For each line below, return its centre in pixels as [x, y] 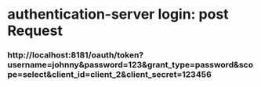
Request [35, 31]
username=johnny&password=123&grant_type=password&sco [130, 65]
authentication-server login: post [118, 14]
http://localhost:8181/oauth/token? [76, 55]
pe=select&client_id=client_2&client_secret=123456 [110, 75]
